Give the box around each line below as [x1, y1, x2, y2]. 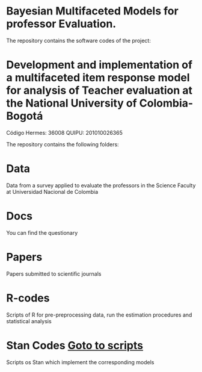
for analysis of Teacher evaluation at [6, 84, 193, 98]
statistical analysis [6, 317, 52, 324]
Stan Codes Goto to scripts [6, 338, 143, 352]
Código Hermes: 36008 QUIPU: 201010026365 [6, 129, 123, 136]
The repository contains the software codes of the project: [6, 37, 151, 44]
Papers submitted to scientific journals [6, 270, 102, 277]
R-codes [6, 291, 50, 305]
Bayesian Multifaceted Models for [6, 4, 179, 18]
